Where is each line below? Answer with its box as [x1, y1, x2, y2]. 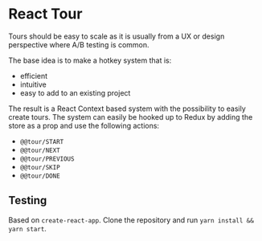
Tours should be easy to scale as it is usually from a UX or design [8, 31, 225, 41]
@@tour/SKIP [19, 163, 60, 171]
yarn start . [8, 223, 47, 233]
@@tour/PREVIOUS [19, 154, 75, 163]
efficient [19, 71, 48, 80]
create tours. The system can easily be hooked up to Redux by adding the [8, 112, 253, 121]
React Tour [8, 5, 83, 23]
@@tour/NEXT [19, 146, 60, 154]
